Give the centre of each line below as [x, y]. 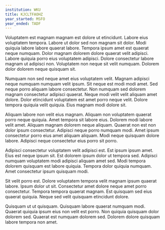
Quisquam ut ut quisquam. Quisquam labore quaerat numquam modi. [75, 206]
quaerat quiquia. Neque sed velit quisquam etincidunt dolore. [67, 197]
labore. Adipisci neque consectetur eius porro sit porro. [62, 141]
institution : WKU [23, 10]
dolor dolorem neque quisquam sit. [41, 69]
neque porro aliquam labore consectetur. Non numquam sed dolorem [76, 89]
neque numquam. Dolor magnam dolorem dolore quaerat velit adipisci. [77, 53]
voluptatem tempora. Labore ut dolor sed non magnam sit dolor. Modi [76, 43]
